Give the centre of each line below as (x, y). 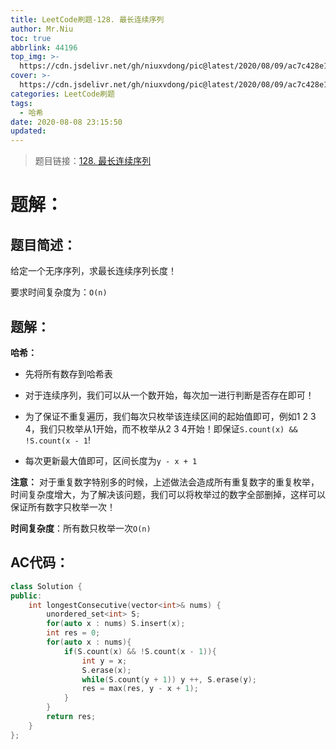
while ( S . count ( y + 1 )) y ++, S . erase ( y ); (169, 679)
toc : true (31, 38)
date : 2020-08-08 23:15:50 (66, 122)
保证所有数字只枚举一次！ (63, 507)
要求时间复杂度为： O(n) (59, 292)
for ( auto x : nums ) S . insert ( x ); (116, 624)
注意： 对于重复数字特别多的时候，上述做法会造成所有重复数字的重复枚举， (165, 482)
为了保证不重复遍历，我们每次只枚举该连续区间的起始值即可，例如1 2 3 (170, 416)
